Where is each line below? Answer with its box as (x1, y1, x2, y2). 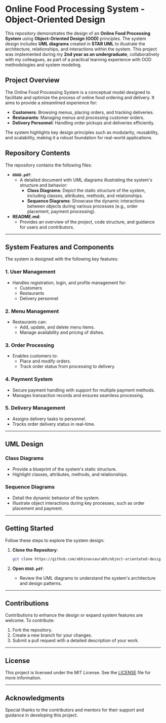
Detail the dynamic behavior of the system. (12, 495, 100, 501)
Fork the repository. (12, 627, 53, 633)
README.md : (12, 213, 41, 219)
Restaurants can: (12, 319, 47, 324)
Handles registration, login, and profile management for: (12, 280, 127, 285)
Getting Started (5, 524, 54, 533)
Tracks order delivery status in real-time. (12, 421, 95, 427)
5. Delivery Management (5, 404, 66, 411)
